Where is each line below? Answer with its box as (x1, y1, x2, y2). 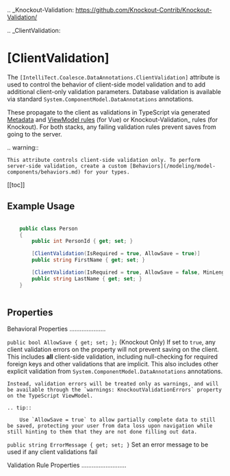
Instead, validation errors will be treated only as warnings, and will (7, 381, 219, 388)
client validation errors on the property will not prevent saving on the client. (7, 346, 219, 354)
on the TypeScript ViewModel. (7, 392, 94, 400)
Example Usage (7, 200, 75, 212)
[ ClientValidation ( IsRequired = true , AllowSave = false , (31, 269, 201, 276)
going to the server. (7, 130, 63, 138)
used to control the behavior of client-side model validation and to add (7, 80, 206, 88)
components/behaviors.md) (7, 168, 81, 176)
